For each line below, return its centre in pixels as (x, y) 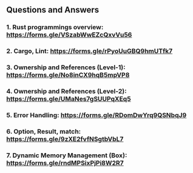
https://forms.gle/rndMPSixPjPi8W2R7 (65, 163)
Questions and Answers (53, 10)
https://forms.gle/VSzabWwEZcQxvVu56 (69, 35)
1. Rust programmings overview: (55, 27)
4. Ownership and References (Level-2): (66, 92)
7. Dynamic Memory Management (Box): (67, 155)
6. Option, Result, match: (44, 131)
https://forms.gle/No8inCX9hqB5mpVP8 (68, 75)
